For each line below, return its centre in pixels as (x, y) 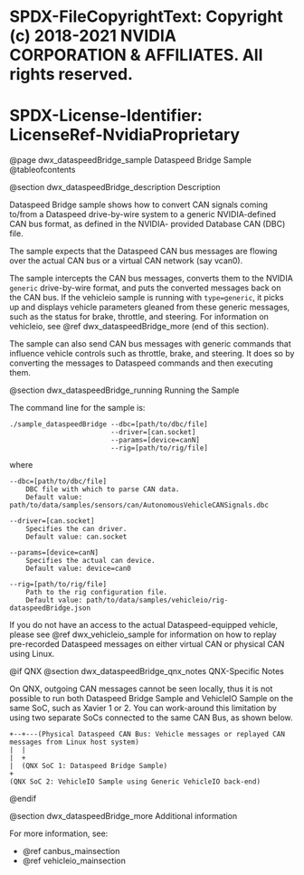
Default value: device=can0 (78, 569)
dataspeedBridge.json (50, 608)
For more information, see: (59, 833)
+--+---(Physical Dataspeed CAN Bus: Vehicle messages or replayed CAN (147, 735)
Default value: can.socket (76, 537)
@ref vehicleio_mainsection (74, 861)
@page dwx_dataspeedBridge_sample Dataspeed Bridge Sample (130, 160)
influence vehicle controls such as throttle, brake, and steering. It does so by (152, 354)
